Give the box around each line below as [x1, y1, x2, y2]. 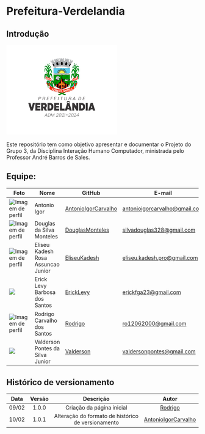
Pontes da [34, 344, 60, 352]
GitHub [82, 189, 101, 197]
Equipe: [6, 171, 37, 182]
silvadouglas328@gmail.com [122, 226, 196, 234]
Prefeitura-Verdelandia [6, 4, 125, 18]
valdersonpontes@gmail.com [122, 348, 196, 355]
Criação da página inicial [65, 403, 128, 411]
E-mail [154, 189, 172, 197]
